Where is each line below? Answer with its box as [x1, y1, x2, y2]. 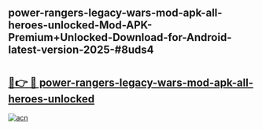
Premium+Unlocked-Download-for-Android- [8, 31, 232, 44]
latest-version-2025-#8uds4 [8, 43, 154, 57]
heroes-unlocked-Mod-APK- [8, 19, 153, 32]
